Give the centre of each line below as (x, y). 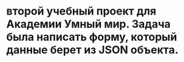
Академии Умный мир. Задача (89, 24)
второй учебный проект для (81, 11)
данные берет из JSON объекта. (93, 50)
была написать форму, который (92, 37)
